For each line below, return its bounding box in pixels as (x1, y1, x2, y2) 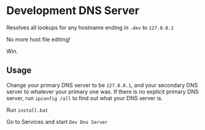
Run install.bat (6, 106, 48, 114)
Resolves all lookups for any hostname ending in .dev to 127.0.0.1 (6, 24, 174, 31)
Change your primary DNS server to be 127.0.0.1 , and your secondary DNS (6, 81, 198, 88)
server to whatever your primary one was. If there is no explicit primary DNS (6, 88, 199, 95)
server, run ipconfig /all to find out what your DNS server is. (6, 94, 163, 101)
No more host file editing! (6, 35, 71, 43)
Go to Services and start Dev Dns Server (6, 118, 108, 125)
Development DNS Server (6, 4, 140, 18)
